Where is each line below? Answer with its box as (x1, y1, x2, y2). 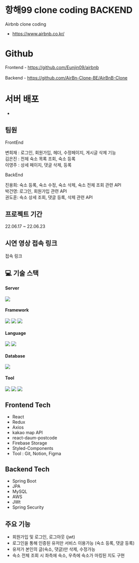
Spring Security (12, 504, 44, 510)
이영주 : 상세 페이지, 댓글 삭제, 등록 (5, 161, 72, 168)
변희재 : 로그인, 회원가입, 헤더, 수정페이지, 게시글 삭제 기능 (5, 149, 116, 156)
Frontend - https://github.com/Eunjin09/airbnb (5, 64, 99, 70)
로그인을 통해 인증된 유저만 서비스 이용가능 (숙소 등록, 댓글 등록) (12, 540, 135, 546)
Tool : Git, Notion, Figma (12, 450, 61, 457)
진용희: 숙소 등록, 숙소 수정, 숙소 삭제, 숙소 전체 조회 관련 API (5, 182, 122, 188)
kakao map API (12, 430, 43, 436)
